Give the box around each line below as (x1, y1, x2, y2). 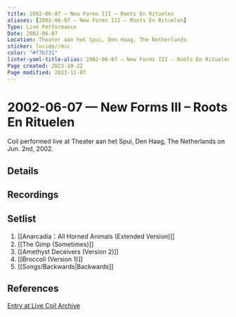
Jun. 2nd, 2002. (7, 144, 54, 153)
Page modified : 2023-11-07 (7, 69, 86, 76)
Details (7, 165, 39, 177)
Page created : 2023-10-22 (7, 62, 83, 69)
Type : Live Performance (7, 23, 77, 30)
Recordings (7, 189, 59, 201)
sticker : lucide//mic (7, 43, 71, 50)
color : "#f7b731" (7, 50, 58, 57)
